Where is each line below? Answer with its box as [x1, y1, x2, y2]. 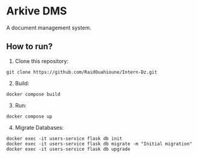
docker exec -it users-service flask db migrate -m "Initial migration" [6, 141, 193, 147]
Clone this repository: [14, 57, 69, 64]
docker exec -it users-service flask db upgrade [6, 146, 131, 152]
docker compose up [6, 113, 52, 120]
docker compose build [6, 91, 61, 97]
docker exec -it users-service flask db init [6, 135, 122, 142]
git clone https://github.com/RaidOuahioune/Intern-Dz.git [6, 69, 158, 75]
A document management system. [6, 24, 91, 31]
